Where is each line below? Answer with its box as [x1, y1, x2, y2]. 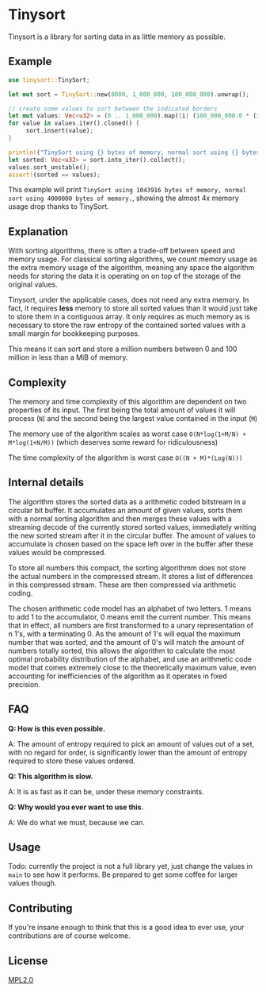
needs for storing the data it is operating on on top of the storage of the [8, 272, 241, 281]
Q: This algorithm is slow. [8, 771, 93, 781]
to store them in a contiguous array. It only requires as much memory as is [8, 312, 251, 322]
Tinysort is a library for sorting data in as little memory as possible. [8, 32, 226, 41]
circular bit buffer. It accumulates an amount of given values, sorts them [8, 505, 243, 515]
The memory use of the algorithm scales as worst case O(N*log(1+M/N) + [8, 429, 247, 438]
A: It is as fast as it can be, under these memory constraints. [8, 786, 204, 796]
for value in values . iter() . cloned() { [8, 119, 140, 128]
